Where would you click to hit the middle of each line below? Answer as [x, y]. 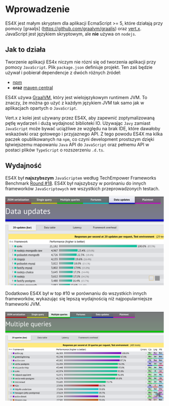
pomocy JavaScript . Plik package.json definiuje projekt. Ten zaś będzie [79, 67]
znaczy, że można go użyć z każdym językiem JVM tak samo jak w [75, 103]
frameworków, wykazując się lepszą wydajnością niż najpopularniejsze [79, 298]
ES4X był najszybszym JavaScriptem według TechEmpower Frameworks [81, 178]
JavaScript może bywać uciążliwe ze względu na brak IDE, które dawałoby [83, 128]
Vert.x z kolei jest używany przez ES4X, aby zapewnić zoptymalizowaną [80, 118]
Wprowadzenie [37, 9]
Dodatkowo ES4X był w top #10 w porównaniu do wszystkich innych [76, 293]
